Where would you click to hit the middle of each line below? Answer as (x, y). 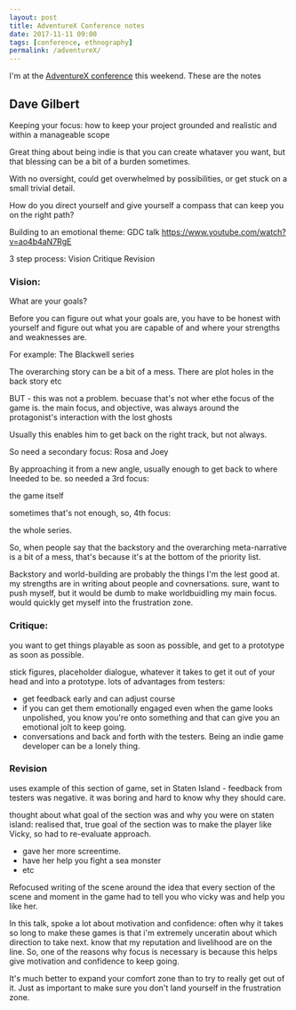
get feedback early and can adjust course (99, 699)
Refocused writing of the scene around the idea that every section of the (142, 887)
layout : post (33, 17)
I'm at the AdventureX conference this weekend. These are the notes (136, 76)
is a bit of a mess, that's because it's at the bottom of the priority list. (135, 557)
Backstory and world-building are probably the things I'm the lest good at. (144, 574)
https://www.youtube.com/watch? (224, 231)
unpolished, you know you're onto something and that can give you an (151, 717)
